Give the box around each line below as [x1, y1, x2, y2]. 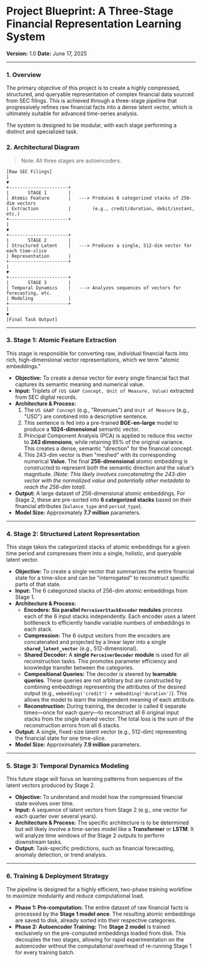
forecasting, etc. [6, 290, 52, 296]
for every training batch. [14, 949, 75, 956]
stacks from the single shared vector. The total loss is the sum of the [23, 715, 194, 722]
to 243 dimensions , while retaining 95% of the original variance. [23, 438, 185, 445]
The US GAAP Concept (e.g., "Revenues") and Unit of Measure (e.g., [23, 406, 189, 413]
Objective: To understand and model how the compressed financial [14, 794, 183, 801]
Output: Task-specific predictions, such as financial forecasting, [14, 845, 175, 852]
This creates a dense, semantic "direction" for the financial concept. [23, 445, 194, 452]
